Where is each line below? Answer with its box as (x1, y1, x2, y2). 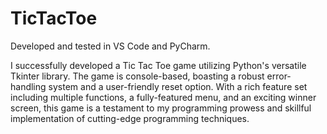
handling (10, 80, 47, 92)
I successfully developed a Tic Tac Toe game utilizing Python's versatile (10, 59, 307, 71)
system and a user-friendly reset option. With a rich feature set (48, 80, 308, 92)
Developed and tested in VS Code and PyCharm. (10, 40, 211, 52)
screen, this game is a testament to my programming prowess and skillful (10, 102, 312, 114)
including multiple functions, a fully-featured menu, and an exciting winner (10, 91, 317, 103)
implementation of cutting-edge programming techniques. (10, 112, 250, 124)
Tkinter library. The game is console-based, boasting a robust (10, 70, 265, 82)
